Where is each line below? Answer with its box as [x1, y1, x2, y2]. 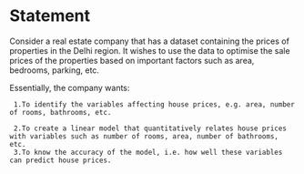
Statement [9, 5, 91, 26]
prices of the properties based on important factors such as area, [9, 55, 255, 66]
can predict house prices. [9, 156, 112, 165]
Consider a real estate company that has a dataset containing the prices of [9, 36, 289, 46]
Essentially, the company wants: [9, 82, 130, 93]
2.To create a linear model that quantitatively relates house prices [13, 124, 287, 133]
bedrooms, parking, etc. [9, 65, 100, 76]
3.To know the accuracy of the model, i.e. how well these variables [13, 148, 283, 157]
